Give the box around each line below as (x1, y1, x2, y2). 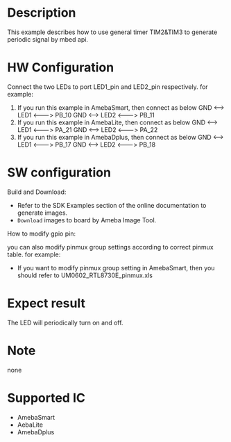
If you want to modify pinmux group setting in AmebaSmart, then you (17, 263, 215, 272)
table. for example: (7, 250, 61, 259)
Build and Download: (7, 188, 67, 196)
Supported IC (7, 390, 85, 406)
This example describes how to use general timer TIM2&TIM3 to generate (7, 28, 218, 36)
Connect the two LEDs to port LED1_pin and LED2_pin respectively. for (7, 82, 208, 91)
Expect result (7, 295, 85, 311)
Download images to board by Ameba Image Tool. (17, 215, 157, 224)
